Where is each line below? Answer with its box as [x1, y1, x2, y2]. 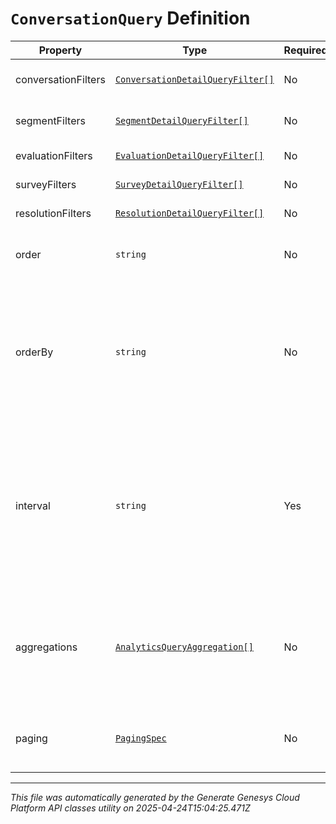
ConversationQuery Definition [10, 7, 251, 30]
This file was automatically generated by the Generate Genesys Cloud [10, 791, 300, 803]
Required [283, 43, 328, 57]
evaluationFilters [15, 148, 93, 162]
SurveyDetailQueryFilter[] [114, 178, 244, 190]
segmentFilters [15, 113, 86, 127]
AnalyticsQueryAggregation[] [114, 641, 254, 652]
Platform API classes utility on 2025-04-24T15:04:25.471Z [10, 802, 251, 814]
